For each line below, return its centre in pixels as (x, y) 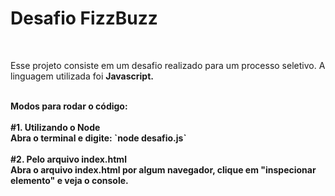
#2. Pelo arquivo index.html (68, 159)
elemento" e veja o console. (69, 180)
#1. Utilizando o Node (55, 127)
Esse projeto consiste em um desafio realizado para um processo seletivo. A (168, 65)
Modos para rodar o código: (69, 106)
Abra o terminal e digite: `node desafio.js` (98, 138)
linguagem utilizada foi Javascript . (82, 76)
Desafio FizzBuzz (84, 18)
